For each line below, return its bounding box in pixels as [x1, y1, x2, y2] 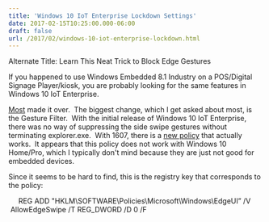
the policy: [8, 181, 44, 191]
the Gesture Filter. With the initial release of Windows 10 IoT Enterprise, [8, 114, 247, 124]
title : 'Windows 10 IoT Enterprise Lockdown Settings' [8, 11, 197, 20]
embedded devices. [8, 157, 75, 166]
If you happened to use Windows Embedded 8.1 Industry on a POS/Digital [8, 72, 253, 82]
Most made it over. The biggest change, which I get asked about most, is [8, 105, 253, 115]
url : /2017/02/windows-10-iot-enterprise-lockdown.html [8, 34, 200, 43]
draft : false [8, 27, 53, 35]
